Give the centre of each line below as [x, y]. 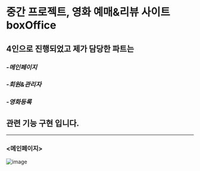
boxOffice [31, 25]
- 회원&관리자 [24, 85]
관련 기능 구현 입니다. [43, 123]
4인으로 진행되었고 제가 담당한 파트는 [70, 49]
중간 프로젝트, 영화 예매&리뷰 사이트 [88, 12]
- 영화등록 [19, 102]
